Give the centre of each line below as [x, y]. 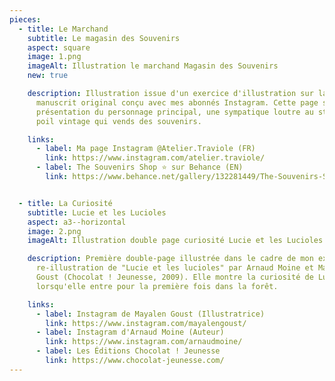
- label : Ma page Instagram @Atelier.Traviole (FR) [145, 149]
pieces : [25, 19]
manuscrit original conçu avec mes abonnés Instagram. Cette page [177, 102]
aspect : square [59, 47]
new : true [48, 76]
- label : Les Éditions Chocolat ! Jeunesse [128, 351]
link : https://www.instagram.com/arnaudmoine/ [144, 342]
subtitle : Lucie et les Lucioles [97, 212]
